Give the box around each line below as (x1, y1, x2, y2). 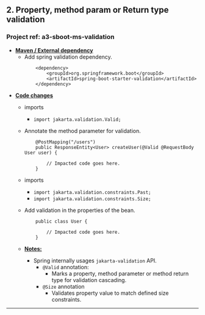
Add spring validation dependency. (24, 53, 113, 60)
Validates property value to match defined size (51, 289, 169, 297)
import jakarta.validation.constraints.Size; (33, 195, 151, 202)
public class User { (35, 218, 88, 225)
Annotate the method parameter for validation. (24, 127, 142, 134)
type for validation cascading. (51, 276, 127, 283)
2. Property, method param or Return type (6, 5, 169, 15)
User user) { (24, 150, 58, 156)
